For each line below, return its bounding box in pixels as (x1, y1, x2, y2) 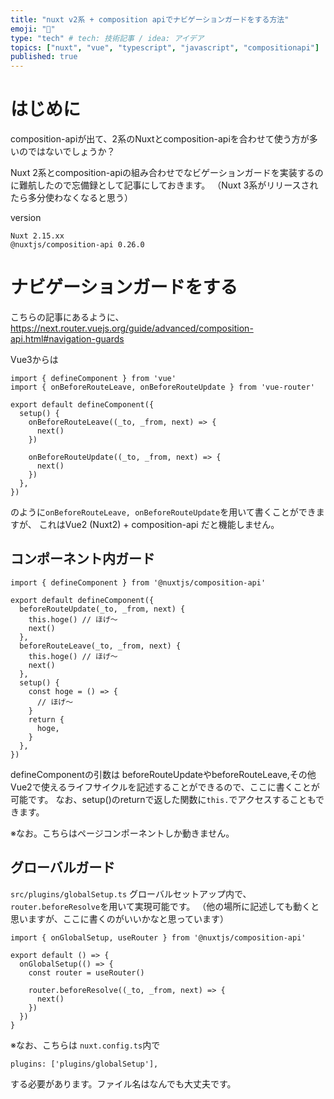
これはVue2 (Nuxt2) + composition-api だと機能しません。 (38, 519, 280, 530)
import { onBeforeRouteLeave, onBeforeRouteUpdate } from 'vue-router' (10, 382, 315, 392)
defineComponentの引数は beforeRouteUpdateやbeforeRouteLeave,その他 (10, 768, 317, 780)
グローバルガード (10, 859, 116, 876)
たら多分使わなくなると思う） (10, 192, 133, 204)
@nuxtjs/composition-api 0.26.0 (10, 240, 145, 250)
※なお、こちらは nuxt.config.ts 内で (10, 1039, 161, 1051)
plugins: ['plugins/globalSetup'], (10, 1059, 159, 1069)
